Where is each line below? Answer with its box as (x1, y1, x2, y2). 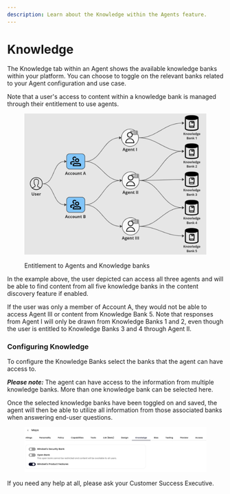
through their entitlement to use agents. (7, 100, 119, 108)
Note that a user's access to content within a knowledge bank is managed (7, 92, 216, 100)
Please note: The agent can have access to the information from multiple (7, 378, 214, 387)
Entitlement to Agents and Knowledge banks (24, 261, 150, 270)
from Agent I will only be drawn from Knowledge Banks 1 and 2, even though (7, 317, 224, 325)
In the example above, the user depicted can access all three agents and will (7, 275, 224, 283)
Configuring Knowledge (7, 341, 89, 351)
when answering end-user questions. (7, 414, 113, 422)
